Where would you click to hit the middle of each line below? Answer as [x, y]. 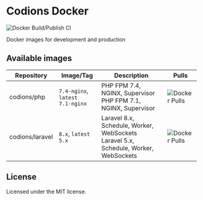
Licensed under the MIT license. [46, 192]
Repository [31, 75]
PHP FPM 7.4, [121, 86]
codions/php [27, 96]
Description [131, 75]
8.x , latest [75, 134]
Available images [39, 58]
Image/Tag [77, 75]
